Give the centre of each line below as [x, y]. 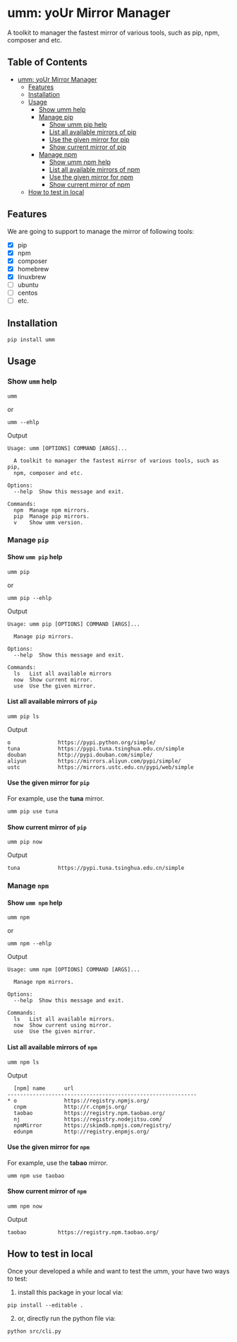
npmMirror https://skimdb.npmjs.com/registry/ [93, 1125]
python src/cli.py [34, 1331]
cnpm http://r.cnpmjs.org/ [71, 1107]
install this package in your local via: [70, 1292]
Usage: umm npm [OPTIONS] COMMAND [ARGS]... [74, 970]
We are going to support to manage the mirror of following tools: [101, 231]
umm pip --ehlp [30, 598]
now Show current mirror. [53, 680]
